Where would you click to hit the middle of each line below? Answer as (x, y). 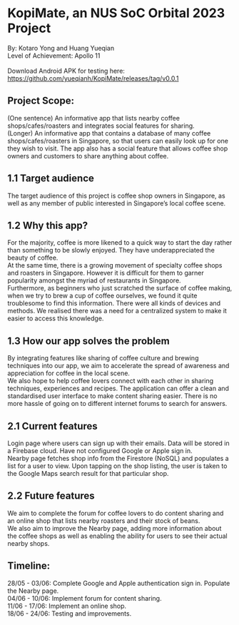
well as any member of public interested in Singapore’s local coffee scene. (117, 203)
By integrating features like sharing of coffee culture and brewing (103, 358)
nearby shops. (29, 543)
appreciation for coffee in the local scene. (69, 373)
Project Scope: (41, 101)
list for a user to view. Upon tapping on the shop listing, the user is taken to (117, 466)
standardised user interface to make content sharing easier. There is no (112, 396)
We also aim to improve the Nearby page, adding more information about (115, 528)
